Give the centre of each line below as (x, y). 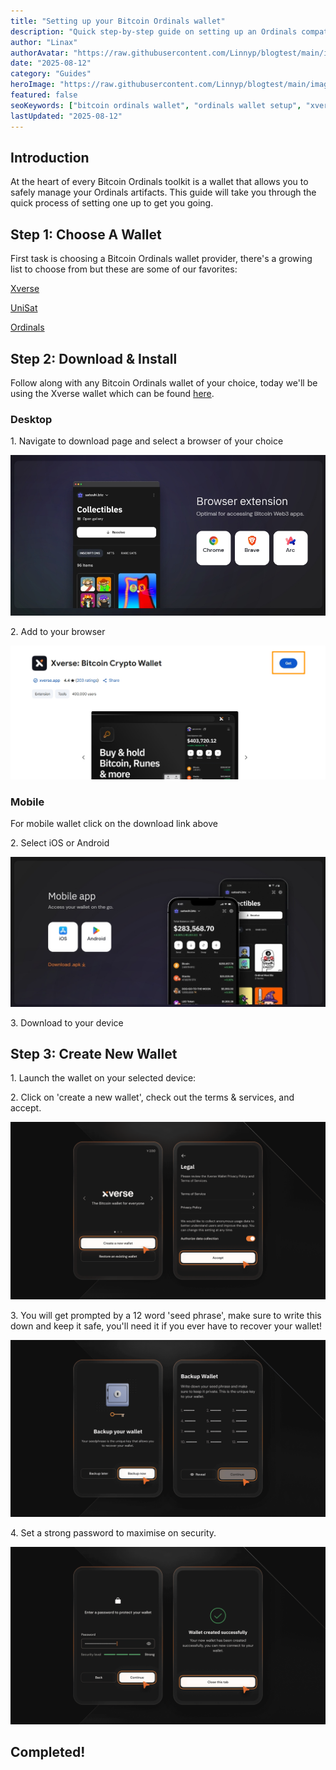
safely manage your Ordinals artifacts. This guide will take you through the (163, 192)
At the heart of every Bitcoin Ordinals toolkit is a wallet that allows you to (159, 182)
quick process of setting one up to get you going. (112, 203)
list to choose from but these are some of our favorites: (124, 269)
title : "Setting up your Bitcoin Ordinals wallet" (118, 21)
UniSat (24, 308)
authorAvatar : (40, 53)
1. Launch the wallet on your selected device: (103, 1078)
